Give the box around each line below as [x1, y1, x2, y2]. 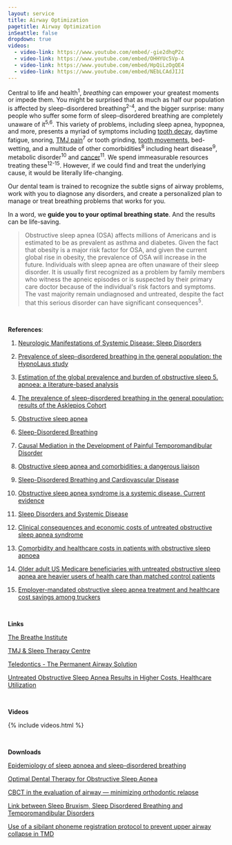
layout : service [8, 10, 55, 17]
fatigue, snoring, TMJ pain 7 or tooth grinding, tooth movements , [8, 134, 190, 144]
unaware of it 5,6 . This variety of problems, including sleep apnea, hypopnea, [8, 118, 225, 128]
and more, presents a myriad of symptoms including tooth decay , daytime [8, 127, 218, 136]
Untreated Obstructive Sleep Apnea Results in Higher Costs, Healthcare [8, 673, 212, 682]
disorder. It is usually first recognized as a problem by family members [24, 268, 225, 276]
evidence [17, 496, 45, 504]
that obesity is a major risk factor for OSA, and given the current [24, 246, 207, 254]
